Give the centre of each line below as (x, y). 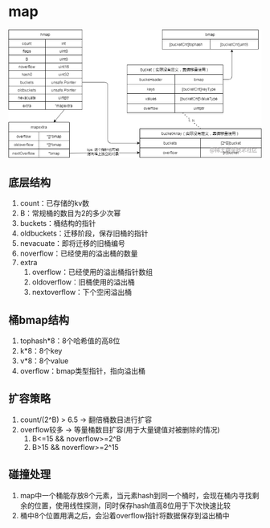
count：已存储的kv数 (55, 203)
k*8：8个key (41, 351)
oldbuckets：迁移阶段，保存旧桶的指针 (84, 233)
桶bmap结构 (39, 320)
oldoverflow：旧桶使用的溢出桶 (83, 282)
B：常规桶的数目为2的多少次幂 (70, 213)
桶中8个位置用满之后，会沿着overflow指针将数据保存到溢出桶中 (125, 515)
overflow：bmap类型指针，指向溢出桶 (83, 371)
